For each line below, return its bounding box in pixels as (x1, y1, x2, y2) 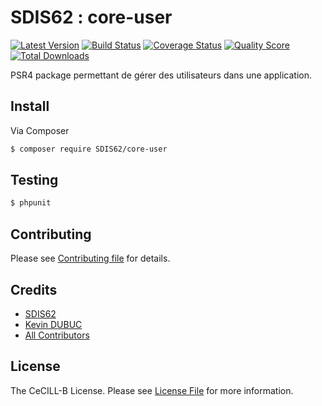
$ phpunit (10, 198, 52, 208)
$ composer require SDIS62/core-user (10, 144, 168, 154)
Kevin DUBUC (24, 318, 83, 330)
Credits (10, 281, 58, 298)
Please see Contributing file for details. (10, 252, 171, 265)
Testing (10, 172, 59, 189)
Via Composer (10, 124, 70, 136)
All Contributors (24, 329, 90, 341)
